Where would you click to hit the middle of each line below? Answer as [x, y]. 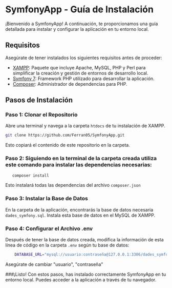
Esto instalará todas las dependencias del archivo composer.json [73, 185]
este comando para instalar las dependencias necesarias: [79, 165]
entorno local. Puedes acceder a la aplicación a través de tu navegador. [81, 280]
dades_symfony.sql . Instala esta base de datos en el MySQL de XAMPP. [80, 215]
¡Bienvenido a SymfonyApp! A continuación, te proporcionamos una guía [82, 24]
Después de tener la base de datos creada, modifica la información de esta [84, 240]
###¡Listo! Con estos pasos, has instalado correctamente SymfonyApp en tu [86, 274]
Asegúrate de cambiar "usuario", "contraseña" [54, 264]
